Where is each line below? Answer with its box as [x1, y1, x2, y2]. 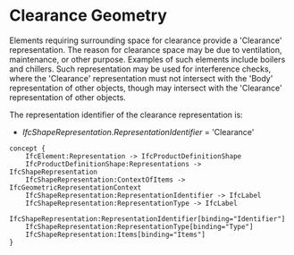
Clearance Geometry [9, 5, 168, 26]
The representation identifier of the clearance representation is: [9, 109, 243, 120]
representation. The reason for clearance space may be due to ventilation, [9, 44, 283, 55]
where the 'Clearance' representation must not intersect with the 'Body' [9, 72, 273, 83]
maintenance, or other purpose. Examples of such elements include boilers [9, 54, 286, 64]
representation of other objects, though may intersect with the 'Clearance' [9, 82, 283, 93]
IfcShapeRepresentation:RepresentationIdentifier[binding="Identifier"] [9, 214, 286, 224]
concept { [9, 144, 46, 153]
